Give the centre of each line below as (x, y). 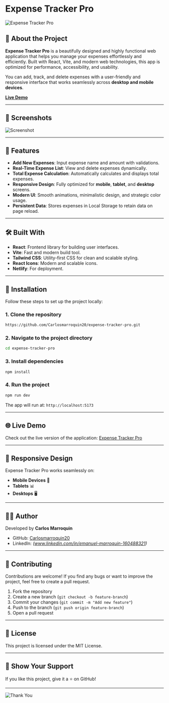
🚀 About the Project (36, 39)
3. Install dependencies (34, 361)
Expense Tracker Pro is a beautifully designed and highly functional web (81, 51)
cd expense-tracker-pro (30, 348)
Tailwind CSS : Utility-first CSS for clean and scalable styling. (76, 258)
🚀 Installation (26, 289)
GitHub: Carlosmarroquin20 (41, 538)
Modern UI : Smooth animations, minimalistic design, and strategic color (87, 195)
